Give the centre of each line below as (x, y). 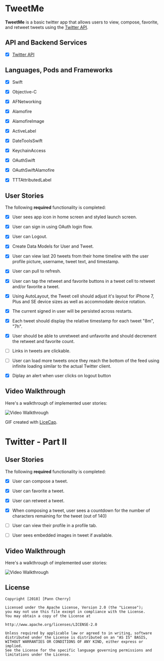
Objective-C (24, 91)
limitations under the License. (38, 654)
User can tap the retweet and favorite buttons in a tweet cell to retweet (83, 281)
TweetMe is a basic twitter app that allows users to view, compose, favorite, (82, 22)
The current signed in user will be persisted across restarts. (72, 311)
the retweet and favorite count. (43, 341)
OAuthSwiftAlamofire (33, 170)
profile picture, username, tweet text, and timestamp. (66, 262)
